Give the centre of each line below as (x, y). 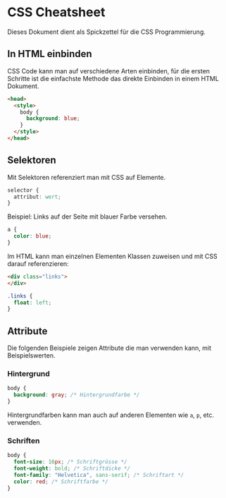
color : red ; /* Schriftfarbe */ (61, 481)
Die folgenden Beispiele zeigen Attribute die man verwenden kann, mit (109, 348)
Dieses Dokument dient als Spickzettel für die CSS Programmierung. (107, 32)
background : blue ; (53, 119)
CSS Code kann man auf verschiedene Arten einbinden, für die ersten (108, 71)
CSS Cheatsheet (56, 12)
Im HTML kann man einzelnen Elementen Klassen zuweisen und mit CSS (113, 256)
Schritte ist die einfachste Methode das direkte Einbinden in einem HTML (113, 78)
